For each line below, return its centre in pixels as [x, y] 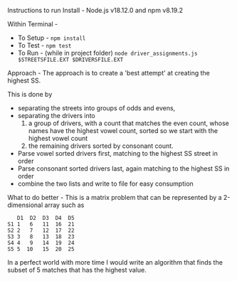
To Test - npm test [44, 45]
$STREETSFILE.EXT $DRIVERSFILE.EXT [70, 60]
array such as [64, 205]
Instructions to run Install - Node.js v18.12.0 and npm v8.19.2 [95, 10]
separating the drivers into [56, 116]
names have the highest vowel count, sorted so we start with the [123, 131]
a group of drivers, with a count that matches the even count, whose [128, 123]
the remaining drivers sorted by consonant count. [101, 146]
